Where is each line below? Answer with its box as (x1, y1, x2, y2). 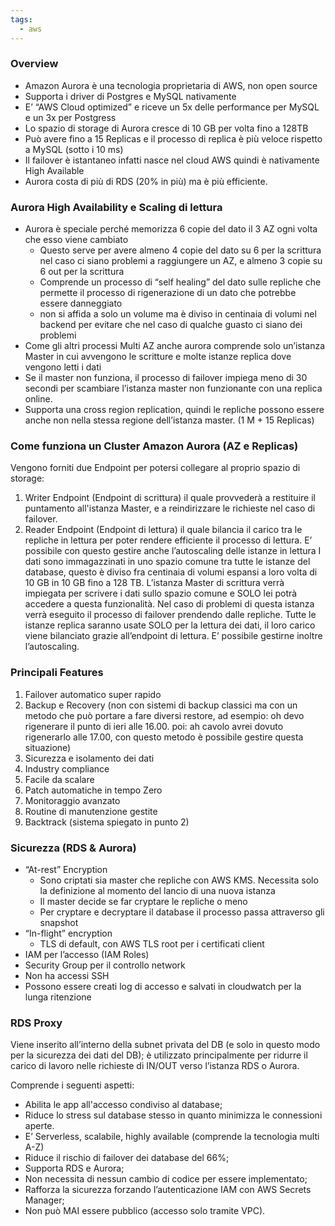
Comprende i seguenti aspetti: (10, 1079, 135, 1091)
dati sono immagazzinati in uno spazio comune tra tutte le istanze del (24, 556, 311, 568)
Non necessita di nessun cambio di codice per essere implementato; (24, 1173, 308, 1185)
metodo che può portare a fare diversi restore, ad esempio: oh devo (24, 709, 305, 721)
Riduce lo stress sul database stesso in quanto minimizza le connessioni (24, 1109, 323, 1121)
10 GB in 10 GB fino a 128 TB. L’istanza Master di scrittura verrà (24, 577, 285, 589)
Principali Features (10, 666, 104, 680)
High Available (24, 164, 85, 176)
